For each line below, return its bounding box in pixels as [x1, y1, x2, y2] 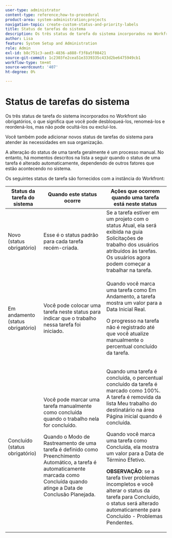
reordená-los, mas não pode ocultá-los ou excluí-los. [5, 123, 118, 130]
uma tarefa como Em [106, 286, 157, 294]
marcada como [43, 471, 80, 479]
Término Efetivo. [106, 456, 146, 463]
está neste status [113, 200, 157, 208]
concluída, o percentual [106, 374, 163, 381]
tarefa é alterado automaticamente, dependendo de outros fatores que [5, 160, 155, 166]
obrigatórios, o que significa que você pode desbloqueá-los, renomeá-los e [5, 118, 165, 125]
